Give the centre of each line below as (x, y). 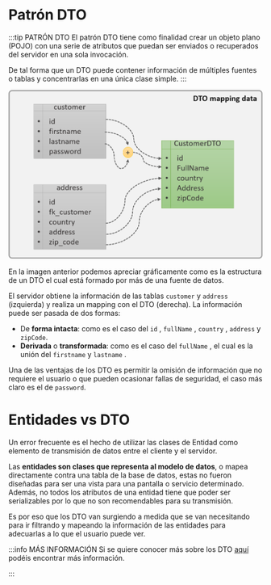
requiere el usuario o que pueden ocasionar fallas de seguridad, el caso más (135, 379)
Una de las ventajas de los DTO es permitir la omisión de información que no (135, 370)
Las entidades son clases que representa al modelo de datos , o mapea (128, 467)
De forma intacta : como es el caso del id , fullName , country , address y (140, 329)
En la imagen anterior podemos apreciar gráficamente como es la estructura (135, 271)
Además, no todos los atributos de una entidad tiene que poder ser (120, 492)
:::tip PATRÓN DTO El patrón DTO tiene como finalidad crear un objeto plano (134, 37)
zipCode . (34, 338)
